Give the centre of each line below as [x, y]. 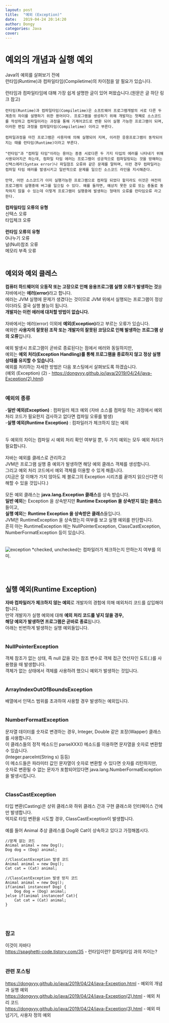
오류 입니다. [21, 336]
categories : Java [23, 29]
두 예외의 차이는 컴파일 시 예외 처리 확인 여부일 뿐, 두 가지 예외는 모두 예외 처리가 [84, 440]
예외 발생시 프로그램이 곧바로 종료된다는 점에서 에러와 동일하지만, [69, 348]
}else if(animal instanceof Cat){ [42, 896]
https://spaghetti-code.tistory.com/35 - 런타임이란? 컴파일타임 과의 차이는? [81, 952]
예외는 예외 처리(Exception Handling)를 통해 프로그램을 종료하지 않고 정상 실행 [83, 354]
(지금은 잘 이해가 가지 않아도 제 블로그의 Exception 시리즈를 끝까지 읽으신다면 [81, 477]
